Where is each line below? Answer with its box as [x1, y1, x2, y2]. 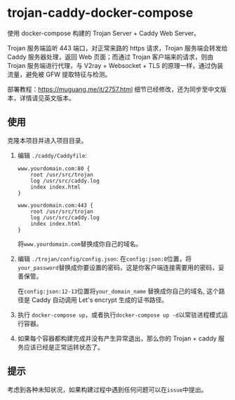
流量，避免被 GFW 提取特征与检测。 [7, 70, 112, 78]
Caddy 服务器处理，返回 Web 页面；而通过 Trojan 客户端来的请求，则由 [7, 53, 214, 61]
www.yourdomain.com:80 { [17, 165, 90, 172]
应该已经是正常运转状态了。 [23, 343, 104, 351]
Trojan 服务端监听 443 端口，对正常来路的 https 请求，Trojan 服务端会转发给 [7, 43, 228, 52]
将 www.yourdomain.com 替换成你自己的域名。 [17, 240, 142, 248]
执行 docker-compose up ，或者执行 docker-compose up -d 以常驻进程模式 [17, 310, 222, 319]
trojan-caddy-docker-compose [7, 5, 194, 21]
